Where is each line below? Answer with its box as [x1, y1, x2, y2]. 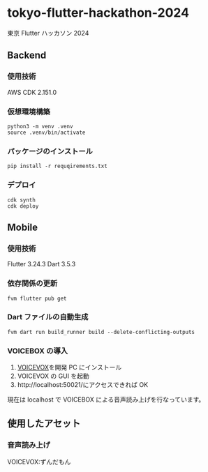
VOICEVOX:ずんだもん [7, 457, 71, 466]
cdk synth [7, 197, 36, 204]
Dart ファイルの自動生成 [7, 312, 89, 322]
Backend [7, 50, 47, 61]
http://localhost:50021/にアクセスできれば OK [17, 381, 149, 389]
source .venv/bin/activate [7, 129, 86, 136]
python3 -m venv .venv [7, 123, 73, 130]
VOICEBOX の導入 [7, 346, 68, 356]
